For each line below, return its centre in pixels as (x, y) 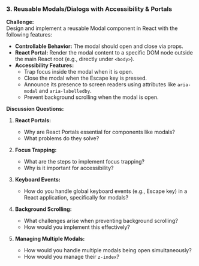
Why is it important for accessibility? (69, 168)
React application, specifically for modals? (76, 198)
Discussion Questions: (35, 109)
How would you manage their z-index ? (72, 257)
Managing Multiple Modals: (50, 239)
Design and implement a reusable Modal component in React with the (92, 28)
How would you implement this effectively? (77, 227)
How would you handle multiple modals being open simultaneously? (108, 250)
